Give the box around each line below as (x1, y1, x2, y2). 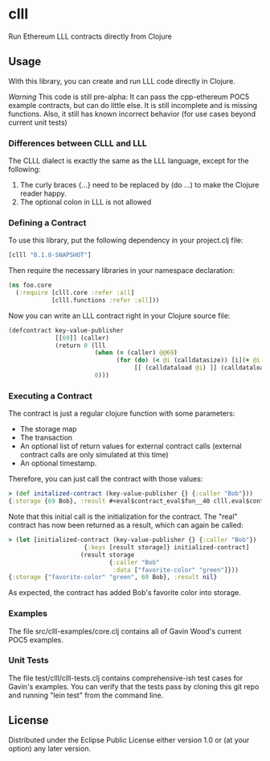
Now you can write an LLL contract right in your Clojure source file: (8, 311, 231, 321)
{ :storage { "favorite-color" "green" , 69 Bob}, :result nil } (8, 573, 218, 581)
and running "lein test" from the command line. (8, 690, 164, 700)
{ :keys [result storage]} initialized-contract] (84, 543, 250, 552)
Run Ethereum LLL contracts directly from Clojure (8, 31, 173, 41)
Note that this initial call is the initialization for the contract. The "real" (8, 512, 239, 522)
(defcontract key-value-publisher (8, 326, 125, 334)
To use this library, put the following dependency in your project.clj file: (8, 235, 243, 246)
